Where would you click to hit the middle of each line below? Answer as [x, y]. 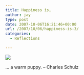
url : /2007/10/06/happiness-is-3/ [42, 29]
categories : [18, 34]
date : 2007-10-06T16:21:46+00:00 [41, 24]
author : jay [18, 15]
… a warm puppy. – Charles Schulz [42, 67]
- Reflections [25, 39]
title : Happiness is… [28, 10]
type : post [17, 19]
